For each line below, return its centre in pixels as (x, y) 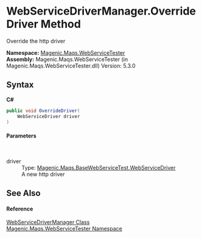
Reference (20, 209)
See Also (23, 193)
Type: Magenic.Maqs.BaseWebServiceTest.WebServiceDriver (99, 167)
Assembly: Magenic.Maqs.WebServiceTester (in (67, 59)
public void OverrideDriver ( (43, 111)
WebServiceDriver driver (49, 116)
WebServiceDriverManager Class (48, 222)
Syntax (20, 85)
